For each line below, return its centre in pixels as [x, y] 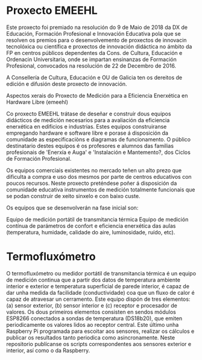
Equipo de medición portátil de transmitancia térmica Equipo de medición [97, 219]
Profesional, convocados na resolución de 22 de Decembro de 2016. [91, 66]
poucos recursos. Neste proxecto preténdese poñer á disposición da [92, 183]
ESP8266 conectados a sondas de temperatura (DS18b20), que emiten [94, 318]
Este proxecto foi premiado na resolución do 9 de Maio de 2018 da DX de [97, 27]
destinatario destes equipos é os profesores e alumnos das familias [90, 146]
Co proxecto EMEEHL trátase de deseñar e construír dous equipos [89, 114]
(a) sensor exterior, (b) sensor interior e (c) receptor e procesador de [92, 305]
